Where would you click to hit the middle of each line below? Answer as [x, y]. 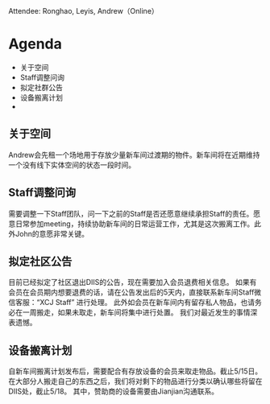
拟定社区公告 [40, 261]
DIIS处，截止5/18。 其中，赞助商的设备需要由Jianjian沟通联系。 [114, 391]
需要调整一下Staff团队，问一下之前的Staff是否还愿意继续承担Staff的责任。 [131, 213]
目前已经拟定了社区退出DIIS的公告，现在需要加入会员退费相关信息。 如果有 [133, 282]
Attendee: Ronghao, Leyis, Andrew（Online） [83, 11]
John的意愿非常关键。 [52, 233]
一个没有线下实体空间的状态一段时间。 [72, 165]
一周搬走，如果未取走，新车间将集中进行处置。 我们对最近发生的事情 [136, 312]
